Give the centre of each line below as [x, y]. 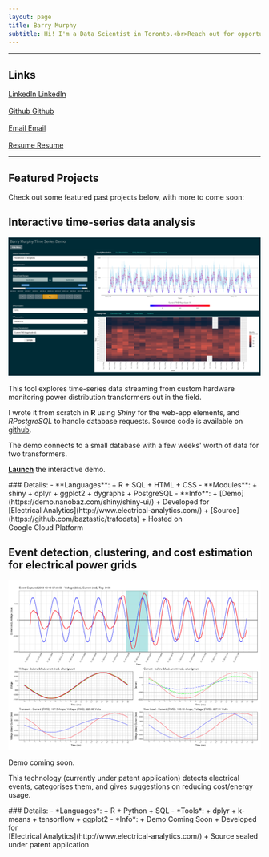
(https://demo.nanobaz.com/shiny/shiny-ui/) [81, 502]
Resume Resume [36, 145]
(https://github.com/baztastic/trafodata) [74, 519]
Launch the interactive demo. [57, 469]
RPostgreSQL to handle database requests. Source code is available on [126, 421]
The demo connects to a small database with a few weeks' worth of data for [134, 445]
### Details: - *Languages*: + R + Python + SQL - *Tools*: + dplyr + [122, 811]
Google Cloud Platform [46, 527]
